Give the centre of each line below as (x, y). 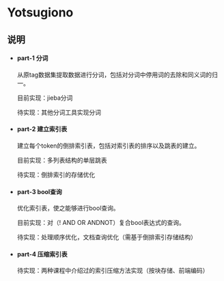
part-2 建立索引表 (42, 129)
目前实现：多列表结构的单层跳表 (62, 160)
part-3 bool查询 (40, 191)
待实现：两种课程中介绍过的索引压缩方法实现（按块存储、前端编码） (113, 271)
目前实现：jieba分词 (45, 98)
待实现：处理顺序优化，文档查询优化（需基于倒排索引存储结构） (107, 237)
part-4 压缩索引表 (42, 254)
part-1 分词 (32, 58)
